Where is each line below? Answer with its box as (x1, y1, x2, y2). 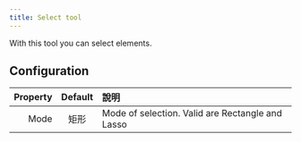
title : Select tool (9, 13, 82, 22)
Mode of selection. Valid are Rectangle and (101, 107, 282, 120)
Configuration (9, 63, 90, 79)
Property (13, 91, 53, 104)
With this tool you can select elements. (9, 38, 152, 48)
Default (61, 91, 94, 104)
